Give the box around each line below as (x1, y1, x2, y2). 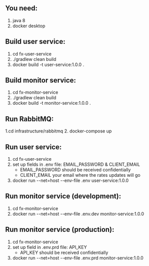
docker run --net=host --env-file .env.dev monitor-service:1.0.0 (12, 211, 144, 217)
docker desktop (12, 23, 45, 29)
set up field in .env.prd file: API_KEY (12, 244, 87, 250)
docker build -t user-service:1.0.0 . (12, 61, 85, 68)
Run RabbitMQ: (5, 114, 54, 123)
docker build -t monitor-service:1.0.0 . (12, 100, 91, 106)
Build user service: (5, 37, 65, 46)
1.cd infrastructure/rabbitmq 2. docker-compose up (5, 128, 112, 134)
